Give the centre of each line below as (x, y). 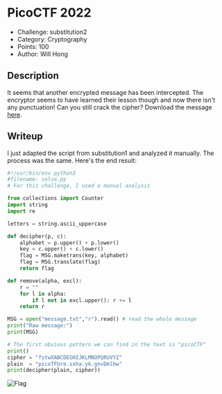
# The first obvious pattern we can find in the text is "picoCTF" (107, 344)
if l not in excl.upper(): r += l (82, 300)
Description (33, 76)
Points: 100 (33, 46)
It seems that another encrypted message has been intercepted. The (105, 92)
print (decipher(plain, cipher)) (54, 370)
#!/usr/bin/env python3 (42, 173)
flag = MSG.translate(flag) (60, 262)
